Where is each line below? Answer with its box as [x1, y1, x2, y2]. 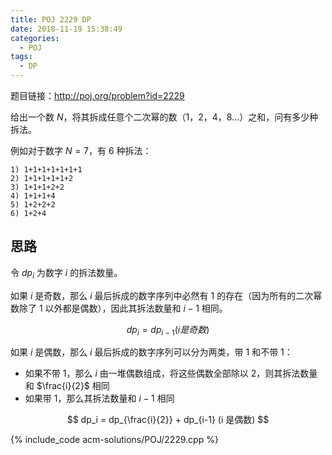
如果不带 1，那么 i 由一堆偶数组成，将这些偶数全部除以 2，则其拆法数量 [24, 367, 318, 380]
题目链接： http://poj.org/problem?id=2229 [10, 90, 185, 101]
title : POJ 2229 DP [10, 14, 92, 25]
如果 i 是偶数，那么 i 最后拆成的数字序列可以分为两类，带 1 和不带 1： [10, 346, 293, 358]
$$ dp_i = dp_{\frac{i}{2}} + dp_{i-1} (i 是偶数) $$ [66, 414, 270, 426]
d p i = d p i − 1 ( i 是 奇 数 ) [126, 323, 210, 338]
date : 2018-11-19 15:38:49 [10, 24, 123, 34]
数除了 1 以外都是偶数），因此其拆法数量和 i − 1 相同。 [10, 302, 228, 314]
